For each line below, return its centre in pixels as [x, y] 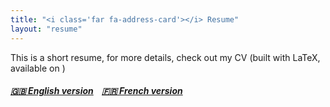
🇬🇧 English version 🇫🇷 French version [96, 91]
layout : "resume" [46, 29]
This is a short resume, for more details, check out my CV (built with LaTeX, [165, 57]
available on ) [38, 68]
